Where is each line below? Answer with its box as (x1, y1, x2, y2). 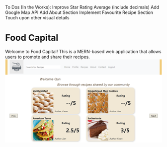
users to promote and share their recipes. (5, 54, 90, 60)
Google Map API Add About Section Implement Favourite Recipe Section (5, 9, 153, 15)
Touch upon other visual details (5, 15, 70, 20)
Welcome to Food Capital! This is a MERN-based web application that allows (5, 48, 162, 54)
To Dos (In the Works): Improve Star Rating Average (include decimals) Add (5, 4, 160, 10)
